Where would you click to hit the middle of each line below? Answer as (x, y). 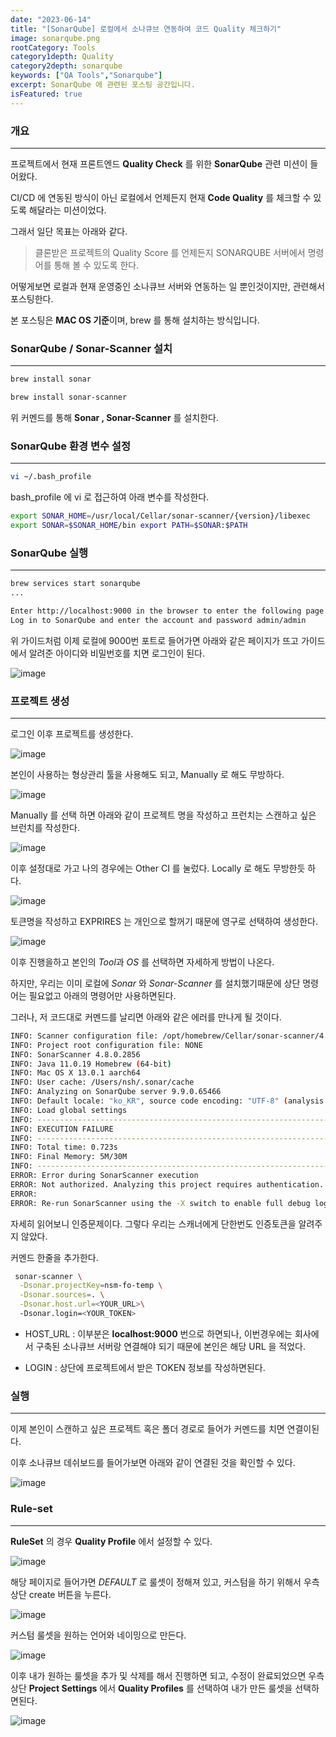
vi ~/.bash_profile (51, 477)
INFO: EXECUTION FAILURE (62, 1129)
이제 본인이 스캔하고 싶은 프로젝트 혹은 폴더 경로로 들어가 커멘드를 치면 (147, 1429)
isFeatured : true (46, 94)
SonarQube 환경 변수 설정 (70, 446)
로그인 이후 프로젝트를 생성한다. (72, 733)
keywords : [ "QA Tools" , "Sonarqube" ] (86, 76)
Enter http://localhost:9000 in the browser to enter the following (156, 611)
